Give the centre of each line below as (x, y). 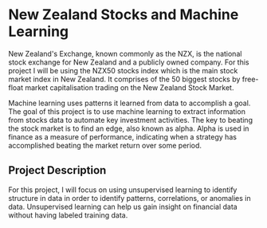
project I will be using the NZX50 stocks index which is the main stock (123, 70)
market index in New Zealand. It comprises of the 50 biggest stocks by (124, 79)
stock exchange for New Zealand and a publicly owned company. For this (129, 62)
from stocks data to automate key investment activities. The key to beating (131, 120)
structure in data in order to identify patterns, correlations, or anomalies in (130, 198)
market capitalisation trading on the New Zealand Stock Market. (130, 87)
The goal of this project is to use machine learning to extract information (127, 111)
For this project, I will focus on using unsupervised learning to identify (123, 190)
